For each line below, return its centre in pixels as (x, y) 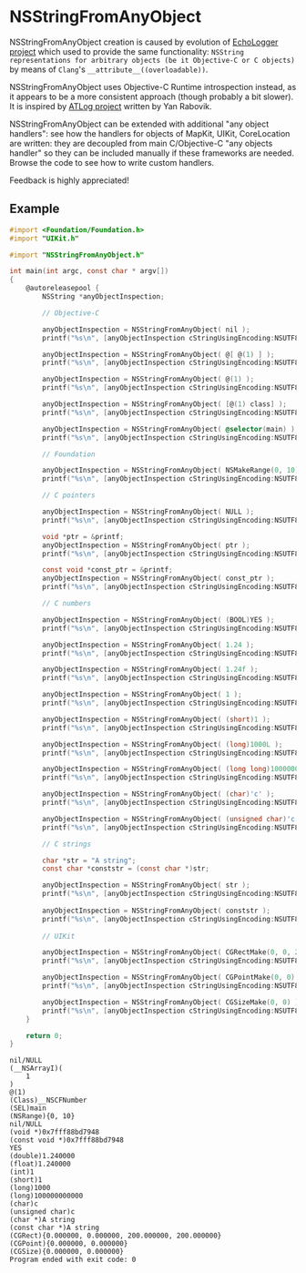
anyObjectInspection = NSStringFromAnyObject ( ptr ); (146, 545)
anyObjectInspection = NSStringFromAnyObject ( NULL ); (148, 512)
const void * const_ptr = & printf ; (107, 570)
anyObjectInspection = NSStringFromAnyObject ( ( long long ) (157, 769)
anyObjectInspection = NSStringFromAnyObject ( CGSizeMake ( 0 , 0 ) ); (173, 1002)
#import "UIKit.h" (44, 239)
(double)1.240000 (42, 1156)
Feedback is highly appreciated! (69, 180)
